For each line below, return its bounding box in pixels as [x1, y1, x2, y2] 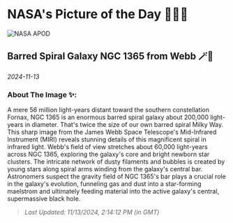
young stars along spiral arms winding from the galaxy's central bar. [7, 165, 203, 174]
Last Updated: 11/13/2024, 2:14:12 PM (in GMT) [24, 208, 160, 217]
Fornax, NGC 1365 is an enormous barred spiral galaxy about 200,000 [7, 113, 209, 121]
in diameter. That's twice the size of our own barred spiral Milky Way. [24, 121, 224, 129]
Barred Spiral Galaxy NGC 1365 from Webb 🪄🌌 [7, 50, 214, 62]
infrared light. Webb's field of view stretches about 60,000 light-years [7, 143, 208, 151]
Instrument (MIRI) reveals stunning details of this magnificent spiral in [7, 135, 207, 144]
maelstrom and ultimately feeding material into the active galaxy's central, [7, 187, 220, 196]
